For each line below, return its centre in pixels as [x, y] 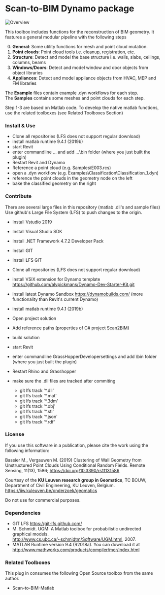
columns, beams [29, 62]
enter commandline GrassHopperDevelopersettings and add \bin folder [84, 356]
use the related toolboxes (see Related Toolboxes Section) [64, 113]
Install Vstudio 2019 [32, 222]
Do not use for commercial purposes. [43, 500]
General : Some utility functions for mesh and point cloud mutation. [80, 46]
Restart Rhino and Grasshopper [44, 371]
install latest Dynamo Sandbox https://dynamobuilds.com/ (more [78, 294]
